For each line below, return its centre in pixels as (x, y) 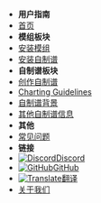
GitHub (66, 167)
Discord (70, 158)
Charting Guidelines (55, 92)
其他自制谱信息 (46, 114)
